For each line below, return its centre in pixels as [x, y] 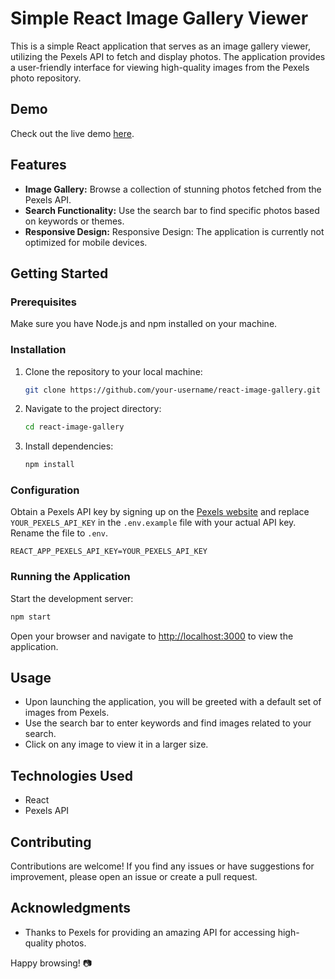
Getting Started [59, 273]
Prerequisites [43, 302]
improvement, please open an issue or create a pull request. [134, 877]
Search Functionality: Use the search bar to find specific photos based [172, 210]
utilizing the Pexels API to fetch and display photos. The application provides [168, 56]
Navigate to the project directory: [93, 409]
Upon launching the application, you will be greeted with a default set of [173, 702]
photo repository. [46, 78]
